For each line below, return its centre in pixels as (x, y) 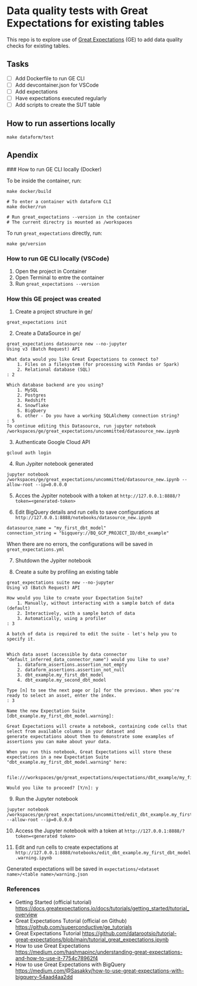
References (23, 889)
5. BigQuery (32, 411)
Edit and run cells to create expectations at (67, 847)
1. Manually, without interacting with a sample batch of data (96, 603)
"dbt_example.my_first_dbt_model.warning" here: (67, 763)
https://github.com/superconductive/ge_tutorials (73, 927)
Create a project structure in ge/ (54, 311)
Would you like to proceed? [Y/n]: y (53, 788)
